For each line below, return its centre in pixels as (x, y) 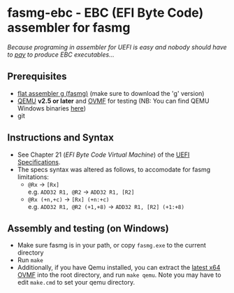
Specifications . (39, 162)
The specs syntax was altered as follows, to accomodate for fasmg (114, 169)
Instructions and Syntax (60, 138)
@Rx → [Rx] (43, 184)
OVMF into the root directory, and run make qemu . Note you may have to (119, 275)
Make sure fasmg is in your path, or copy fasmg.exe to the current (111, 245)
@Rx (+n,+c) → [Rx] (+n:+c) (68, 199)
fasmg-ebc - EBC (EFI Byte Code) (105, 13)
